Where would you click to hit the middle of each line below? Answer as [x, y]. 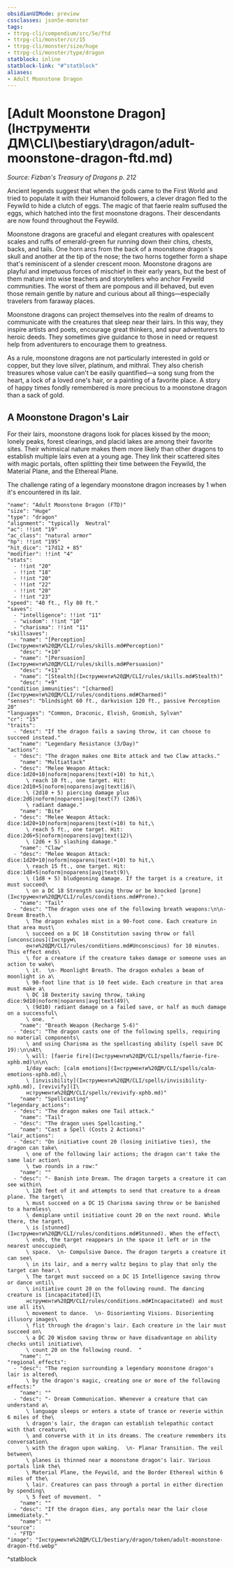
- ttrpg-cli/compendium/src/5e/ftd [59, 33]
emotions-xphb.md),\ [37, 1075]
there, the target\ [36, 1222]
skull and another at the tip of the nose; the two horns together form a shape [117, 257]
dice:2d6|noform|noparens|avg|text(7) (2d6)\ [74, 799]
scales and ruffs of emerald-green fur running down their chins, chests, [110, 241]
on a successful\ [32, 1013]
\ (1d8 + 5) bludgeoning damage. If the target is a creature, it [124, 879]
